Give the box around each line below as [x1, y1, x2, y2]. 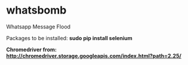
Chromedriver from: [6, 45, 57, 53]
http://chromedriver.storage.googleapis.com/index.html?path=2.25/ [6, 52, 182, 59]
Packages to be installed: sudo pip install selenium [6, 34, 132, 41]
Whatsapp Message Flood [6, 23, 70, 30]
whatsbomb [6, 4, 67, 17]
